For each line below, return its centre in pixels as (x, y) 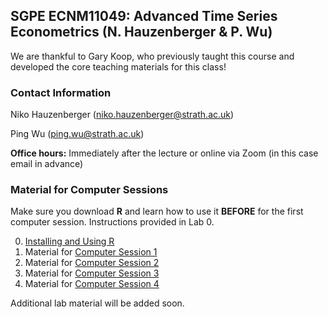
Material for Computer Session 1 (91, 252)
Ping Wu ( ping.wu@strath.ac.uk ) (77, 134)
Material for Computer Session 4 (92, 284)
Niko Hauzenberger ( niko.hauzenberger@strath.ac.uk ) (122, 115)
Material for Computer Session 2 (92, 263)
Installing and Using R (69, 241)
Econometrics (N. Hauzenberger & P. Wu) (141, 32)
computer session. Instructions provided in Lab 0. (112, 222)
